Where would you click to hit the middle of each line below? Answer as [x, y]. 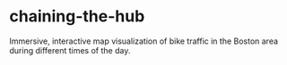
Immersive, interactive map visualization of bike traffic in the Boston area [144, 41]
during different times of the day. [70, 50]
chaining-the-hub [77, 16]
